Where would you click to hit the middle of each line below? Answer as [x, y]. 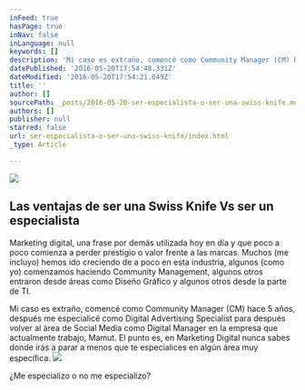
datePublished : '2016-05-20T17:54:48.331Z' [93, 69]
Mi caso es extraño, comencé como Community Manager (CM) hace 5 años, [152, 308]
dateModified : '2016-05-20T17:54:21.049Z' [91, 77]
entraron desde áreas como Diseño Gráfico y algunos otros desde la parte [148, 281]
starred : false [38, 128]
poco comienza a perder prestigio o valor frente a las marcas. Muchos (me [149, 252]
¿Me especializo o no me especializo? [80, 375]
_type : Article [38, 145]
